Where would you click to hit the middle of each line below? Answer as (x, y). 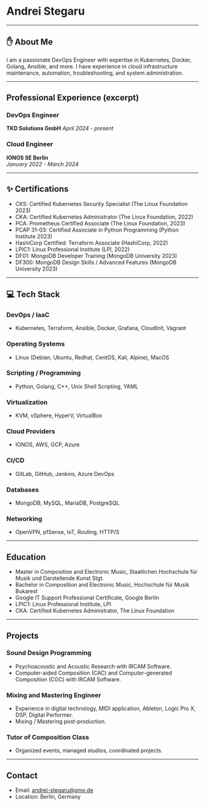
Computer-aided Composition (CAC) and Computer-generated (94, 673)
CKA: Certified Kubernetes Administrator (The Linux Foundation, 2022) (104, 217)
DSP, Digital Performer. (44, 715)
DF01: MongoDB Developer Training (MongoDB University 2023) (96, 255)
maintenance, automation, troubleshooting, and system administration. (95, 73)
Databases (23, 489)
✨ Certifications (38, 189)
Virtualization (27, 402)
